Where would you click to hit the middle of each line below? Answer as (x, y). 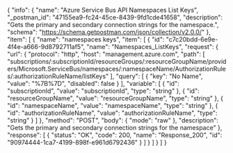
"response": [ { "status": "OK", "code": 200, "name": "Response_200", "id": (115, 135)
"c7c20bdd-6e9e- (192, 39)
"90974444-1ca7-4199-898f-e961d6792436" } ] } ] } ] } (87, 142)
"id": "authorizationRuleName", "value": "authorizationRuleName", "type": (112, 113)
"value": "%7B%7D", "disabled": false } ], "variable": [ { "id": (93, 83)
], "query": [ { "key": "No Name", (156, 76)
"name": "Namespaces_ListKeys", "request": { (153, 47)
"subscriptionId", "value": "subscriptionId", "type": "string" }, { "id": (103, 91)
